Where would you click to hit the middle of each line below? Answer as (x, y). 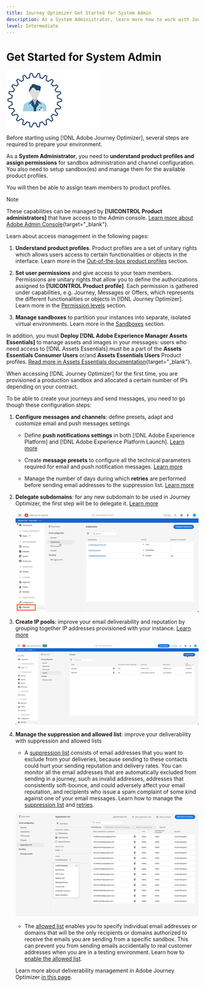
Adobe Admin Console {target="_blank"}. (57, 224)
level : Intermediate (33, 26)
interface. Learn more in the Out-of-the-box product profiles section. (102, 261)
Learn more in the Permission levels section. (71, 306)
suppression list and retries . (59, 804)
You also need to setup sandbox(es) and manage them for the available (96, 169)
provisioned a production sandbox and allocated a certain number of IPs (97, 380)
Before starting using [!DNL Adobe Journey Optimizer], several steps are (98, 138)
